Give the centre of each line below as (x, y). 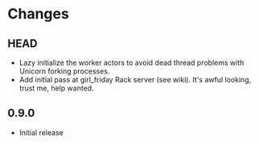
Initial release (41, 132)
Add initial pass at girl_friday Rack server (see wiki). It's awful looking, (135, 80)
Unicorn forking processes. (64, 71)
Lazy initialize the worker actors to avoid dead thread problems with (132, 62)
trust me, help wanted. (56, 88)
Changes (38, 14)
